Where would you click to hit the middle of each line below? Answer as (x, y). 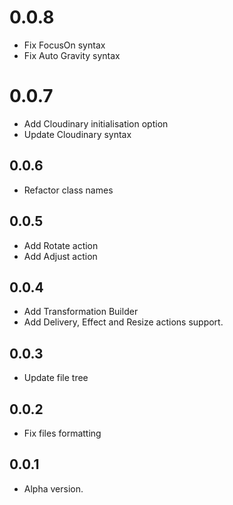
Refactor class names (68, 190)
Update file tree (56, 378)
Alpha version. (53, 488)
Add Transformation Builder (81, 312)
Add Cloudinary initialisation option (96, 123)
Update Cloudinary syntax (77, 134)
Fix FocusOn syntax (64, 45)
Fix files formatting (62, 433)
